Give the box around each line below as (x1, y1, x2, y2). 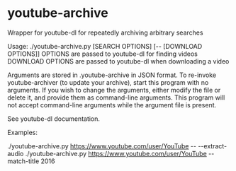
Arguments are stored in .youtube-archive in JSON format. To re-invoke (7, 71, 217, 79)
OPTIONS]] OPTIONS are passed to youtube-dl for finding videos (7, 49, 198, 58)
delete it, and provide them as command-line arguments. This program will (7, 93, 225, 102)
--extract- (198, 141, 227, 150)
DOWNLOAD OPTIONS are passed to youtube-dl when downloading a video (7, 57, 230, 65)
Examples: (7, 128, 38, 136)
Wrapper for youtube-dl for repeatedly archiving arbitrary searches (7, 28, 203, 37)
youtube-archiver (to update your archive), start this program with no (7, 78, 209, 86)
